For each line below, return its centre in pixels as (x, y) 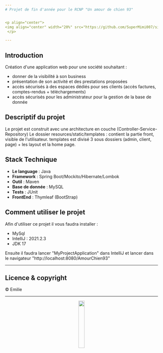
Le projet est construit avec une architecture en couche (60, 129)
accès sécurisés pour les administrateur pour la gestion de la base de (81, 97)
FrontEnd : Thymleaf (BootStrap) (45, 197)
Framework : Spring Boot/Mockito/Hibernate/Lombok (66, 176)
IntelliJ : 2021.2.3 (29, 238)
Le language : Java (31, 171)
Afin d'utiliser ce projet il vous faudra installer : (51, 224)
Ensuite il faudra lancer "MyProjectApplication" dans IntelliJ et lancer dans (79, 253)
